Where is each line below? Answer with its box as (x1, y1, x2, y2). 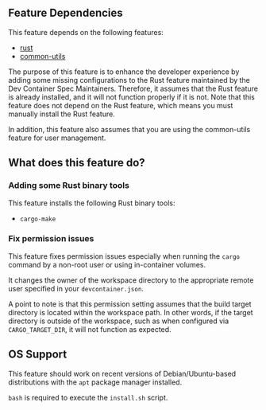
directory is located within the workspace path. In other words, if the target (8, 307, 253, 317)
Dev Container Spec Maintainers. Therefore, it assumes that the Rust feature (8, 84, 258, 93)
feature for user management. (8, 133, 106, 143)
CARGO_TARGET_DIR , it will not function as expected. (8, 324, 172, 334)
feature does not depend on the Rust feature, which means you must (8, 100, 233, 110)
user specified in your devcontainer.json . (8, 283, 145, 293)
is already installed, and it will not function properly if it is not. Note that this (8, 92, 256, 102)
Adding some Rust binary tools (8, 180, 129, 191)
